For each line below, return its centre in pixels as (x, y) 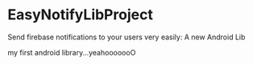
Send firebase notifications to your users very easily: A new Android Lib (126, 37)
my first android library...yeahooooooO (72, 52)
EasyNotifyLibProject (81, 15)
